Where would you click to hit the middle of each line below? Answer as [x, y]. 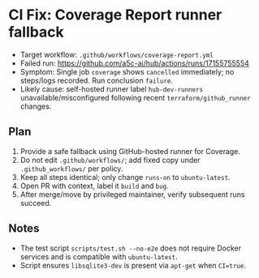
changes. [36, 106]
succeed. [36, 203]
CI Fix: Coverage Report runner [115, 15]
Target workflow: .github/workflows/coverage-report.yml [117, 54]
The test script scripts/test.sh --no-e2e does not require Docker [131, 248]
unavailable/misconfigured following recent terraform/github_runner [135, 97]
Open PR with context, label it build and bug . [94, 186]
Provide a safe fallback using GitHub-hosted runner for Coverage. [130, 151]
